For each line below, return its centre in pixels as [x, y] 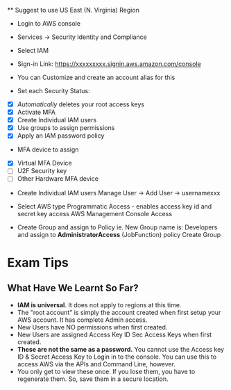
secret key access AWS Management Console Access [94, 213]
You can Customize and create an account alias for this [96, 77]
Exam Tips [38, 262]
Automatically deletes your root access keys [80, 104]
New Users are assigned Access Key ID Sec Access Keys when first [114, 334]
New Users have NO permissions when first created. [92, 327]
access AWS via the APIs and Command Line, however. [96, 364]
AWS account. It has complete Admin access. [82, 320]
